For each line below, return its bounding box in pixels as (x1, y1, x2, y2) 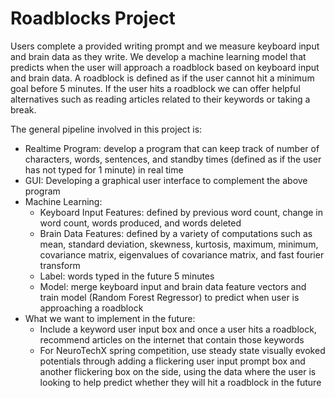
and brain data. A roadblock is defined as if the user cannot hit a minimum (10, 72, 315, 84)
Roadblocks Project (10, 7, 176, 30)
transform (39, 259, 81, 271)
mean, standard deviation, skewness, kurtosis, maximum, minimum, (39, 238, 319, 250)
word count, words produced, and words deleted (39, 217, 242, 229)
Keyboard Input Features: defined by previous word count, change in (39, 206, 323, 218)
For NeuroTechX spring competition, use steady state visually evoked (39, 344, 326, 356)
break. (10, 103, 37, 116)
